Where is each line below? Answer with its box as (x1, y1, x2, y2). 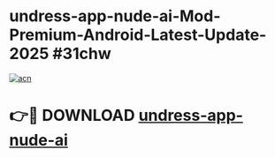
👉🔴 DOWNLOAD (9, 106, 135, 125)
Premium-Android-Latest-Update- (9, 25, 267, 45)
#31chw (52, 44, 112, 64)
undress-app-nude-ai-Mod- (9, 6, 221, 26)
